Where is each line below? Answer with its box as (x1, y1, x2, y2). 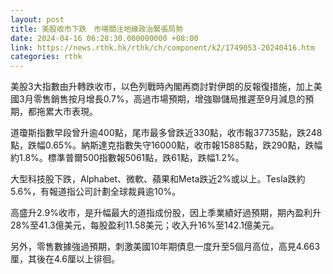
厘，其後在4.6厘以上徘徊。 (10, 253, 120, 265)
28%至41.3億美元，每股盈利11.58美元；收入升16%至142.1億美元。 (10, 219, 280, 231)
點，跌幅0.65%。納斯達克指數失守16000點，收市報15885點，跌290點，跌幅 (10, 139, 323, 151)
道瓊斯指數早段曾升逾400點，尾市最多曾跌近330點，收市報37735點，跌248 (10, 127, 323, 139)
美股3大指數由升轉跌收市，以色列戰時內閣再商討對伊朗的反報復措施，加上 (10, 81, 314, 93)
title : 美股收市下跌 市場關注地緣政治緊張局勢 (10, 24, 184, 34)
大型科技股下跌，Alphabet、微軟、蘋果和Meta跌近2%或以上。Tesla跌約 (10, 173, 306, 185)
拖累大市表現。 (36, 106, 98, 118)
